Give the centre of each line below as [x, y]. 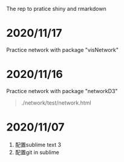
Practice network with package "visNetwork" [63, 50]
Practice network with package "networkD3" [62, 91]
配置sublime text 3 [38, 144]
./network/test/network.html [56, 103]
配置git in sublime [37, 152]
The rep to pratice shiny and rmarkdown [57, 9]
